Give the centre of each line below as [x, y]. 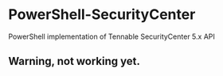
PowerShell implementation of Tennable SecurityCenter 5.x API [111, 36]
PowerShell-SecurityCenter [102, 15]
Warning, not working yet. [74, 61]
